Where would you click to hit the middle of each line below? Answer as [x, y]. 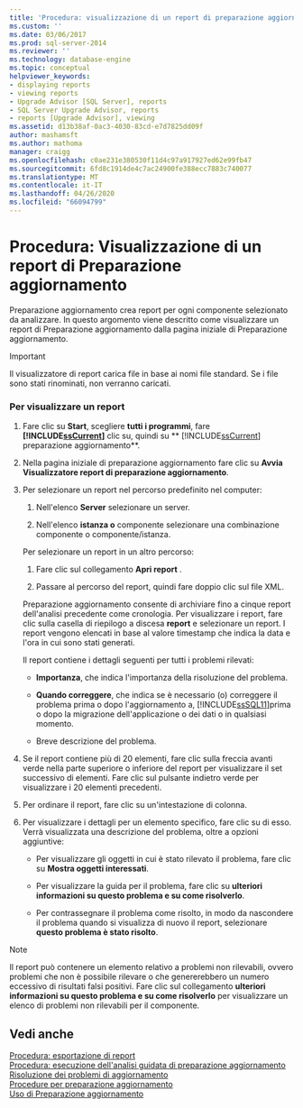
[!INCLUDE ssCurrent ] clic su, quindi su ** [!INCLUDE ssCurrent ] [142, 436]
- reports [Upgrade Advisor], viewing [82, 118]
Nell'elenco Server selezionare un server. [113, 508]
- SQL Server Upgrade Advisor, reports [84, 110]
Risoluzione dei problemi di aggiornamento [89, 1075]
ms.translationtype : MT [54, 177]
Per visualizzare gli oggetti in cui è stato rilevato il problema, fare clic [163, 859]
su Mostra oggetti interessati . [92, 869]
